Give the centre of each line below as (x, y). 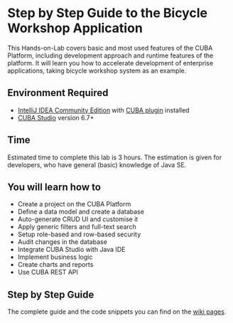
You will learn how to (54, 187)
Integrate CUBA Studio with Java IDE (71, 250)
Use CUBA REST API (48, 272)
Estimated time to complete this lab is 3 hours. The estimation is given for (115, 157)
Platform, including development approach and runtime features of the (110, 55)
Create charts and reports (55, 265)
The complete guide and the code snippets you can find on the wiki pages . (117, 312)
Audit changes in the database (63, 242)
